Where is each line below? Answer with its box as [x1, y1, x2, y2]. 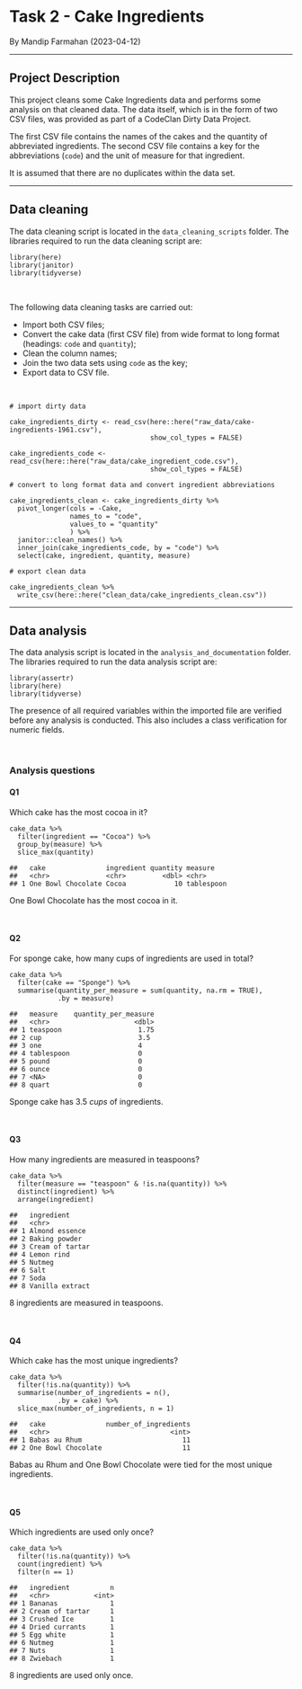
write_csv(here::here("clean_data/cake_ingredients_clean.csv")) [17, 591, 268, 600]
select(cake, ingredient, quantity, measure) [17, 551, 191, 560]
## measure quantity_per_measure [9, 1009, 155, 1018]
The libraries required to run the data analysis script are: [9, 656, 218, 667]
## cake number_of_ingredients [9, 1420, 191, 1429]
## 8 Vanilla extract [9, 1281, 91, 1291]
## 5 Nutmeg [9, 1258, 54, 1267]
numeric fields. [9, 724, 65, 735]
